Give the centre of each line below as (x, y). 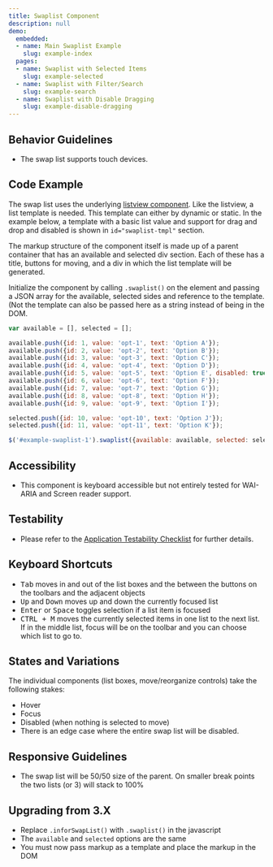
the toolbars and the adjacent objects (83, 592)
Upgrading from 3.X (60, 811)
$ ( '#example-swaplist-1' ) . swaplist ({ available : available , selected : (129, 440)
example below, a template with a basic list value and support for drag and (133, 221)
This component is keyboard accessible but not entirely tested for (130, 485)
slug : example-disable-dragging (78, 106)
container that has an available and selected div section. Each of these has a (136, 254)
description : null (39, 24)
